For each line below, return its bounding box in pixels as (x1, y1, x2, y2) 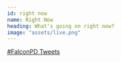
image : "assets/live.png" (7, 29, 81, 36)
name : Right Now (7, 16, 53, 23)
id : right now (7, 10, 48, 17)
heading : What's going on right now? (7, 22, 115, 29)
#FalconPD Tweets (7, 48, 60, 56)
